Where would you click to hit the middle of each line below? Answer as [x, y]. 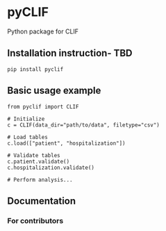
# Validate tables [34, 155]
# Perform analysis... [40, 180]
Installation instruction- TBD [70, 53]
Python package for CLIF [43, 31]
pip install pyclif [35, 69]
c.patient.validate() [39, 161]
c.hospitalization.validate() [51, 168]
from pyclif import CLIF [43, 106]
